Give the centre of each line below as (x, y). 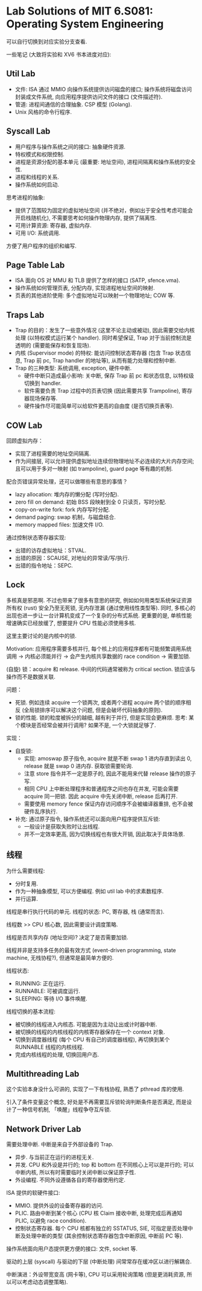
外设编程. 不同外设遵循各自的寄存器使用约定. (70, 1180)
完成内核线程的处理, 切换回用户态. (57, 1054)
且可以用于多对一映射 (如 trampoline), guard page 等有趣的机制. (94, 468)
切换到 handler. (43, 383)
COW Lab (24, 425)
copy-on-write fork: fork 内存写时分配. (62, 509)
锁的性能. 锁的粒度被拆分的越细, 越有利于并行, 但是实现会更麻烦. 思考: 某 (104, 717)
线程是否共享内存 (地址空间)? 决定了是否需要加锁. (67, 937)
